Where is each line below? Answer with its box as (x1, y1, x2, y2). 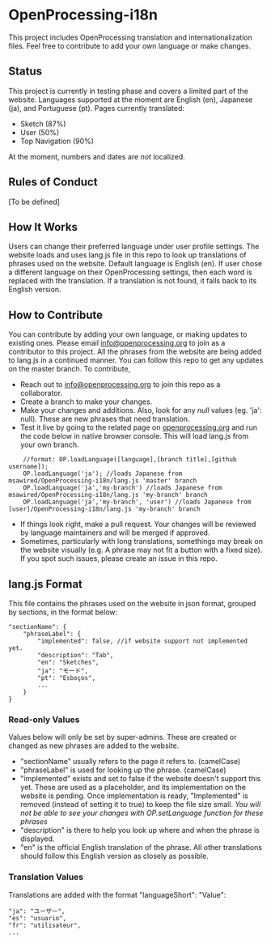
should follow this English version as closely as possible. (19, 852, 209, 861)
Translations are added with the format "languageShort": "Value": (8, 890, 227, 899)
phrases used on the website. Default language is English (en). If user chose (8, 259, 263, 269)
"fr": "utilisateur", (8, 921, 82, 929)
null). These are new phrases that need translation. (19, 414, 190, 424)
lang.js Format (8, 577, 83, 591)
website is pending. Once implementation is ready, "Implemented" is (19, 791, 248, 801)
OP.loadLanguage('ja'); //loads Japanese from (23, 469, 183, 478)
